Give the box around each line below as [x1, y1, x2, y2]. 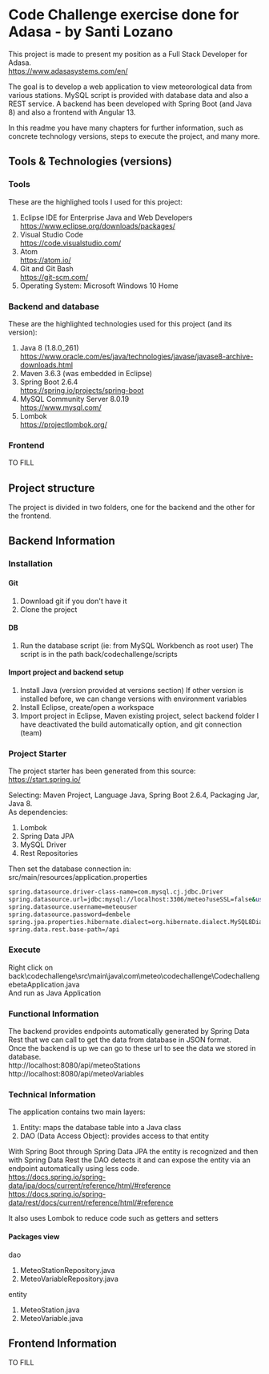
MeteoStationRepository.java [19, 1265, 115, 1275]
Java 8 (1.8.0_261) [19, 342, 79, 352]
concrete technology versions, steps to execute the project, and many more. [8, 131, 260, 141]
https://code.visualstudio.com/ [19, 238, 122, 248]
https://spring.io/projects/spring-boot [19, 385, 144, 395]
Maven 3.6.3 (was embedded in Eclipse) [19, 368, 153, 378]
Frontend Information [8, 1336, 118, 1350]
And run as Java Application [8, 988, 102, 998]
